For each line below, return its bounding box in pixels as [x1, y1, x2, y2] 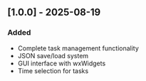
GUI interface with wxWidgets [17, 59, 106, 67]
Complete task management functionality [17, 43, 139, 53]
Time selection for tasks [17, 66, 89, 75]
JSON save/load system [17, 51, 89, 60]
